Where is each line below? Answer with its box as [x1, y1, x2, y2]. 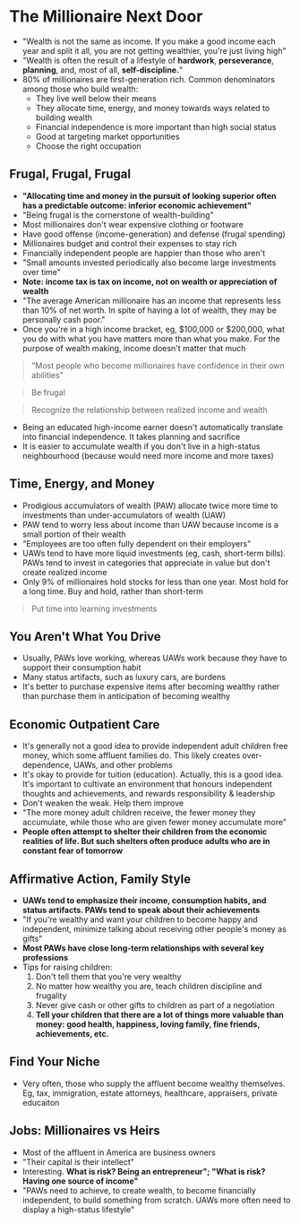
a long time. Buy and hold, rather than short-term [21, 585, 203, 597]
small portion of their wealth [21, 529, 127, 539]
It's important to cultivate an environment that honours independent [21, 779, 273, 789]
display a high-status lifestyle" [21, 1203, 135, 1215]
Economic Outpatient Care [9, 717, 160, 732]
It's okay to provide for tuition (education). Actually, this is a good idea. [21, 769, 284, 780]
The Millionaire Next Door [9, 6, 203, 27]
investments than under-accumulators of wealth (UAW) [21, 509, 227, 521]
